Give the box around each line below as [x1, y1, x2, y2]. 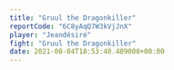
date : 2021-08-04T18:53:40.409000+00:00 [9, 47, 166, 56]
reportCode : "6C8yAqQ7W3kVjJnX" [9, 22, 132, 31]
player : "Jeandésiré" [9, 30, 92, 39]
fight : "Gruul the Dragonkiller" [9, 38, 137, 48]
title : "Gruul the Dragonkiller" [9, 13, 137, 23]
